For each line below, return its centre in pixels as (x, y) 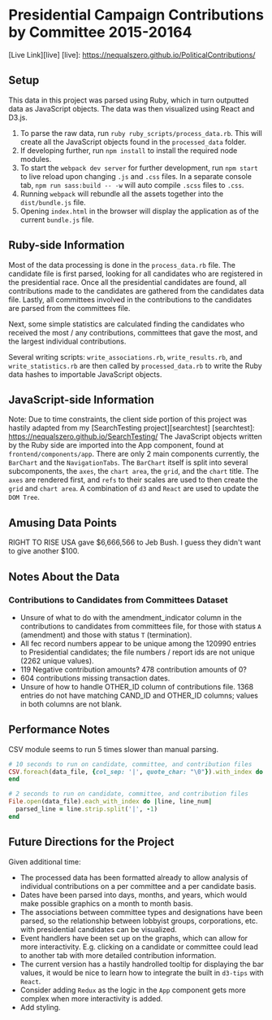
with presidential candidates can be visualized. (98, 929)
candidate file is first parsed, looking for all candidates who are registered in (136, 274)
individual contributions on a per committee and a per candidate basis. (138, 886)
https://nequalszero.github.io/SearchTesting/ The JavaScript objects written (135, 436)
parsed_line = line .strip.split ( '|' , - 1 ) (87, 809)
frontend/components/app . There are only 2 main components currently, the (134, 454)
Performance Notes (59, 730)
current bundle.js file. (57, 219)
